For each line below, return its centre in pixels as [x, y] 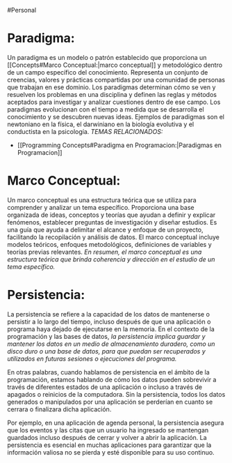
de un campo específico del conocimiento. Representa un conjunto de [108, 72]
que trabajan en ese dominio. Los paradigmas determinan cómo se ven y [111, 87]
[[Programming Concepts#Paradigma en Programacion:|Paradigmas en [119, 145]
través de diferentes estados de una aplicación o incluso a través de [105, 387]
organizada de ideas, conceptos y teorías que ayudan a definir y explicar [111, 215]
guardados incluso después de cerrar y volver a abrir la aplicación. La [107, 437]
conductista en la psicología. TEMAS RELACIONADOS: [85, 131]
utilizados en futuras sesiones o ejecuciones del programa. [92, 358]
